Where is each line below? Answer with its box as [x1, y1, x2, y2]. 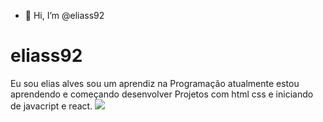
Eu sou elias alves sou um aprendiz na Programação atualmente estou [10, 77, 300, 89]
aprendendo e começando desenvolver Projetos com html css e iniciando [10, 88, 314, 100]
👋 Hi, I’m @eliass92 [24, 10, 105, 21]
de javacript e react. [10, 100, 93, 112]
